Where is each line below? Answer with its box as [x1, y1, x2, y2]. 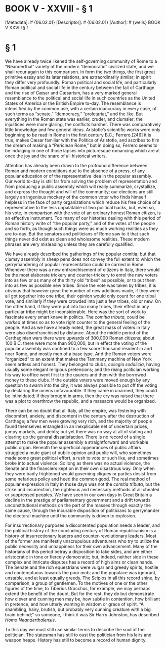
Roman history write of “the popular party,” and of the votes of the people [5, 220, 155, 226]
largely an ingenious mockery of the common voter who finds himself [5, 194, 147, 200]
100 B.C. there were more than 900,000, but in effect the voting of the [5, 340, 147, 346]
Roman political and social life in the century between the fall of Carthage [5, 85, 155, 91]
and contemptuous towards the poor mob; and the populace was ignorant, [5, 569, 157, 575]
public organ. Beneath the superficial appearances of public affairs [5, 444, 141, 450]
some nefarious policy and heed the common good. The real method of [5, 476, 151, 482]
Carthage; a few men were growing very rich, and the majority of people [5, 418, 152, 424]
